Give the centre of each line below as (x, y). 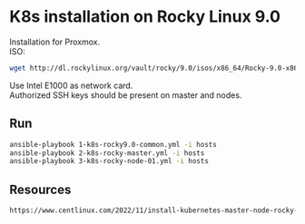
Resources (40, 189)
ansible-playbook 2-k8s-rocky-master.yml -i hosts (107, 153)
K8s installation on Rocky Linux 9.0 (145, 17)
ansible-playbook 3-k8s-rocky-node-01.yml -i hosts (109, 161)
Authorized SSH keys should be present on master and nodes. (126, 95)
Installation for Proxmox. (55, 42)
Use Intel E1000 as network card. (71, 85)
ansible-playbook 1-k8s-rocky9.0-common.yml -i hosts (113, 144)
